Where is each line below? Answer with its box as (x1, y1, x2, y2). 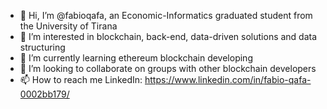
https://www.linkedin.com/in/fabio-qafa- (144, 74, 312, 85)
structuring (19, 41, 66, 53)
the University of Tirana (19, 20, 118, 32)
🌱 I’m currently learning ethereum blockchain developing (19, 52, 253, 64)
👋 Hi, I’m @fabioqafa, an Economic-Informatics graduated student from (19, 10, 313, 21)
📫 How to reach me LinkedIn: (19, 74, 143, 85)
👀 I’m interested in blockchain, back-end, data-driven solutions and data (19, 31, 318, 42)
